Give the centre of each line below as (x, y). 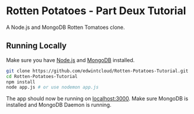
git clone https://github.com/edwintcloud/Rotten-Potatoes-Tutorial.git (97, 71)
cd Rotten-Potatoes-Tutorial (42, 76)
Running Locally (36, 46)
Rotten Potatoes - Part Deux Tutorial (96, 11)
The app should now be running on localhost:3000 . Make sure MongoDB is (97, 99)
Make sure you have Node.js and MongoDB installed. (70, 60)
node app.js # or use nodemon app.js (52, 87)
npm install (21, 82)
